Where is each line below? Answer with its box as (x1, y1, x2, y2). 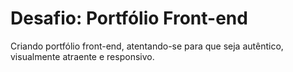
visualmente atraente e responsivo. (10, 50, 155, 62)
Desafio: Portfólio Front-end (10, 7, 248, 30)
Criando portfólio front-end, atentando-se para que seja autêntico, (10, 40, 284, 52)
